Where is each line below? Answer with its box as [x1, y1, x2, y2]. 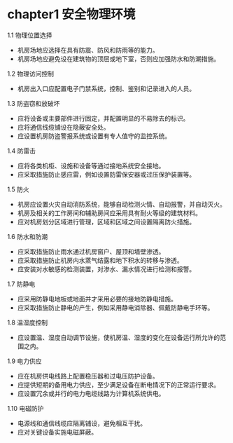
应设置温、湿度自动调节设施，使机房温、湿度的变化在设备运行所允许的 [17, 333, 220, 341]
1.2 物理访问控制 [7, 69, 55, 78]
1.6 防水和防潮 [7, 232, 48, 240]
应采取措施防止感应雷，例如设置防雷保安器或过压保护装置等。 [17, 170, 196, 179]
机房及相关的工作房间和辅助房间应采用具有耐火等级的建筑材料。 [17, 208, 202, 217]
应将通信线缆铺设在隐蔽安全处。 [17, 123, 110, 131]
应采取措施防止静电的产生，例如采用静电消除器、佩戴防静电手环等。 [17, 303, 214, 312]
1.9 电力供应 [7, 357, 42, 365]
